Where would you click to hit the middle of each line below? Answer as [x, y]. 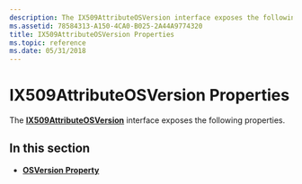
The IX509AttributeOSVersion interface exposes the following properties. [147, 120]
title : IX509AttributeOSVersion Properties [92, 34]
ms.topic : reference [48, 43]
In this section [50, 149]
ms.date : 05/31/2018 [48, 51]
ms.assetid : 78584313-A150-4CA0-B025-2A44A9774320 [106, 26]
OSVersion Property [61, 170]
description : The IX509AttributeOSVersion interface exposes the [134, 18]
